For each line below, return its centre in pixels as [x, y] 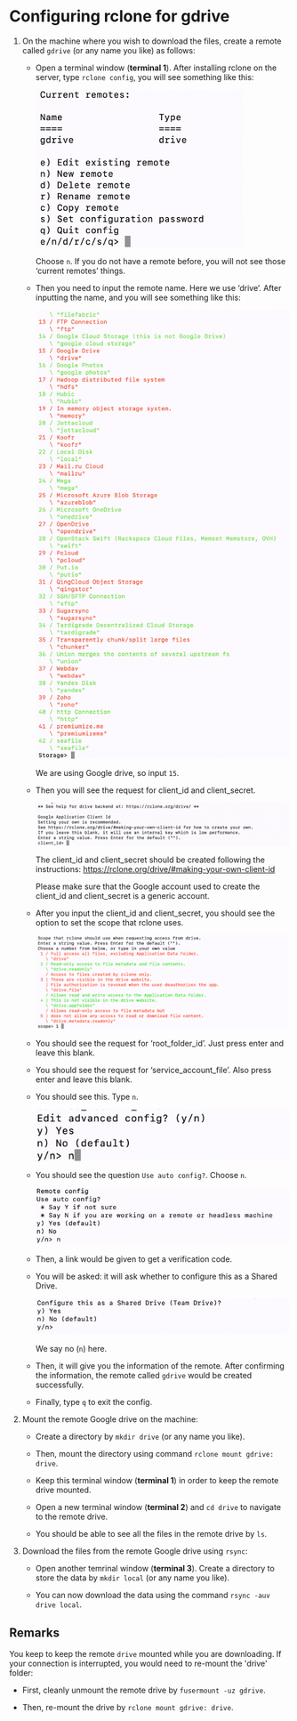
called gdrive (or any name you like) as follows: [108, 50]
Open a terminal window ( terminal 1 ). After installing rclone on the [156, 68]
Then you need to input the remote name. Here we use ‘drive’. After [158, 287]
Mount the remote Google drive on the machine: [110, 1419]
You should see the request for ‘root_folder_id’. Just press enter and [160, 1043]
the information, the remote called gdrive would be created [144, 1376]
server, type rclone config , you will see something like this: [144, 77]
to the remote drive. [72, 1517]
